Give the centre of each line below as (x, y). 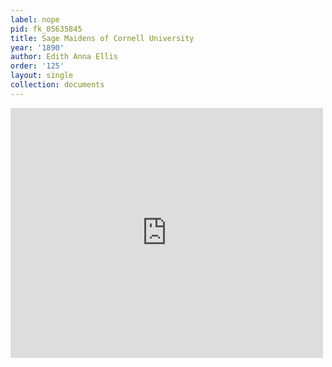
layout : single (42, 76)
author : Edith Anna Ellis (64, 57)
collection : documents (57, 85)
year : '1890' (37, 47)
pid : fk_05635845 (46, 29)
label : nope (35, 19)
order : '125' (37, 66)
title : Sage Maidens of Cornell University (102, 38)
